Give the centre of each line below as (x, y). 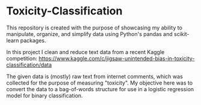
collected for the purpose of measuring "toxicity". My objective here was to (100, 83)
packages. (33, 40)
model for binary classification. (45, 95)
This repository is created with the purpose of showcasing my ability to (94, 28)
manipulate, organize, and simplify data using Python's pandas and (89, 34)
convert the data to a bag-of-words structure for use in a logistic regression (100, 89)
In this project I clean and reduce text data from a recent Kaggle (85, 52)
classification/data (29, 65)
